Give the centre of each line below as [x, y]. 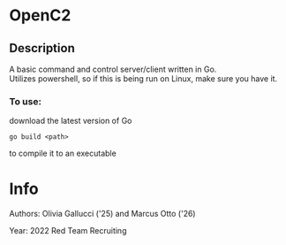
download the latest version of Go [71, 121]
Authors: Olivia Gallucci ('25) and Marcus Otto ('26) [102, 214]
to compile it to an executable [63, 153]
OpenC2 [40, 15]
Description [42, 48]
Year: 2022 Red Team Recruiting [68, 231]
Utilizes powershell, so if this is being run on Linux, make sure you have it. [143, 79]
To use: [26, 101]
